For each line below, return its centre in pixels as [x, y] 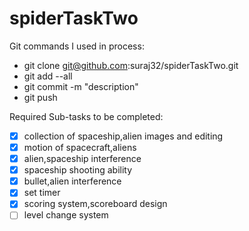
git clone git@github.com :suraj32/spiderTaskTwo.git [131, 65]
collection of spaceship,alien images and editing [123, 136]
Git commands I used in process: [77, 46]
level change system [66, 215]
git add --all [48, 76]
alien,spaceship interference [82, 159]
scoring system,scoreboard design [95, 204]
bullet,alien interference [72, 181]
